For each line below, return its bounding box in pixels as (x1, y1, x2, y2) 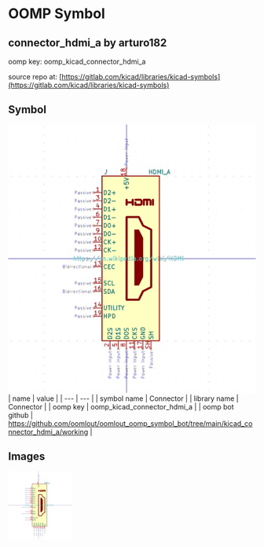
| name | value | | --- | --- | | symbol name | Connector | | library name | (8, 394, 239, 403)
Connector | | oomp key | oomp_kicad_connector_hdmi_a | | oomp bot (8, 402, 234, 411)
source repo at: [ (8, 72, 62, 81)
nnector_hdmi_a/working (8, 427, 89, 436)
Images (8, 450, 46, 464)
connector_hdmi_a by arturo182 (8, 36, 167, 50)
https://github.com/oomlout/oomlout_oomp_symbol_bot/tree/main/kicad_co (8, 418, 253, 428)
